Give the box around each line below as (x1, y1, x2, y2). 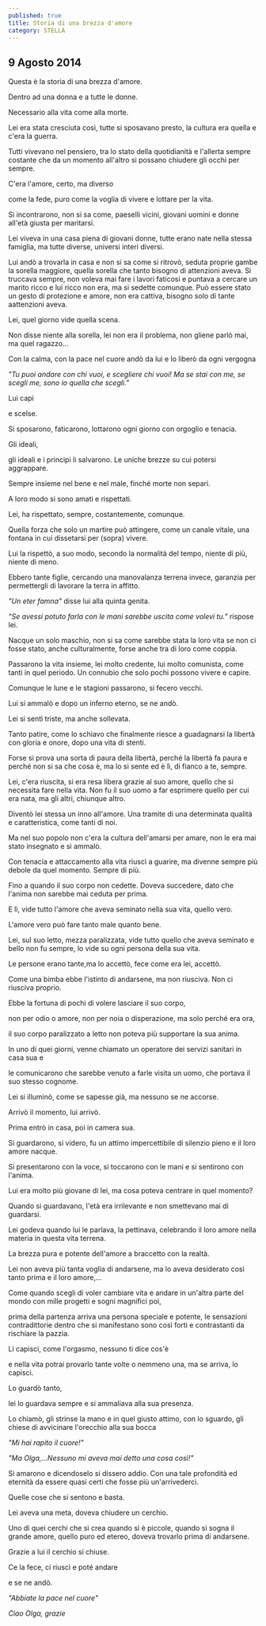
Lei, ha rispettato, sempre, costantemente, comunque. (8, 510, 185, 519)
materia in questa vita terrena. (8, 1234, 106, 1243)
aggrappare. (8, 464, 49, 473)
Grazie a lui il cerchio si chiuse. (8, 1547, 109, 1557)
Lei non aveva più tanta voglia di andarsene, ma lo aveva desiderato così (8, 1264, 245, 1274)
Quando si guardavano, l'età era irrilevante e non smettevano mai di (8, 1201, 230, 1211)
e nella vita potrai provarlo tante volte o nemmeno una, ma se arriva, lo (8, 1359, 239, 1370)
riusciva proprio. (8, 983, 62, 992)
